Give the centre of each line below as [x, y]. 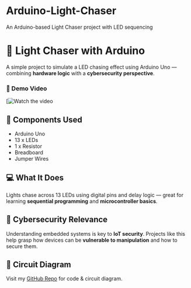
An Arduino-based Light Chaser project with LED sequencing [79, 27]
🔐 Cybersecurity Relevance [57, 220]
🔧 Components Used [44, 119]
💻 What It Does [35, 178]
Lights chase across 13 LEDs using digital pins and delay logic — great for [95, 195]
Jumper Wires [32, 158]
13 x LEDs [26, 140]
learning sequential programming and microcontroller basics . [82, 201]
